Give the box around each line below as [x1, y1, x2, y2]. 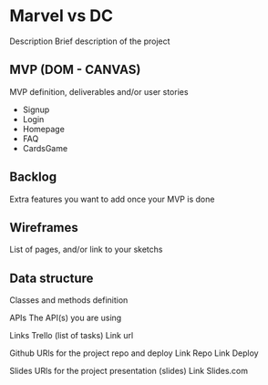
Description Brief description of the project [9, 36, 170, 47]
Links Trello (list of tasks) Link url [9, 330, 134, 341]
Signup [22, 104, 50, 115]
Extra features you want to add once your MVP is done [9, 193, 215, 204]
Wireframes [9, 220, 79, 235]
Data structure [9, 270, 94, 286]
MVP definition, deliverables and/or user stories [9, 86, 189, 97]
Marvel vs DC [9, 5, 114, 26]
